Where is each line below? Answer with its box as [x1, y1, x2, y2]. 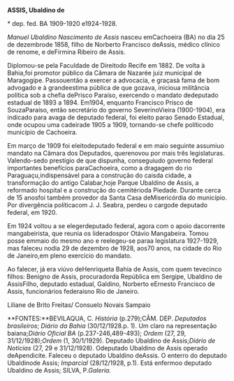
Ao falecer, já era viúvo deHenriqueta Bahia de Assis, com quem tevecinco [7, 265, 222, 273]
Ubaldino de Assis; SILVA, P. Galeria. [7, 366, 112, 374]
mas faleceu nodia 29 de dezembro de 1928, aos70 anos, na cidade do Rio [7, 244, 222, 252]
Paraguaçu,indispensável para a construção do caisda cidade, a [7, 171, 192, 179]
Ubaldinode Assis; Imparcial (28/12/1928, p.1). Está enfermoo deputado [7, 359, 212, 367]
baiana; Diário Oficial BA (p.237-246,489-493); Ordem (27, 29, [7, 329, 187, 337]
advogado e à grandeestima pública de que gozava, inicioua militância [7, 84, 210, 91]
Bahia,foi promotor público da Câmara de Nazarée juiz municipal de [7, 69, 202, 77]
